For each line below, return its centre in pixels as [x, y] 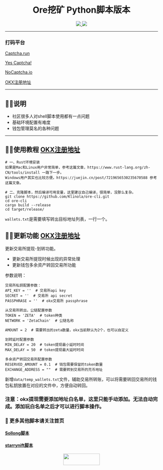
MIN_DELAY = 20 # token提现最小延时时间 [44, 344]
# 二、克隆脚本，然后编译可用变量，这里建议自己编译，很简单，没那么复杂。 [70, 192]
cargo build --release [28, 205]
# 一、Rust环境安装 [23, 162]
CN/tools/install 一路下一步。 [34, 172]
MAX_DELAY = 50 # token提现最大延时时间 [44, 350]
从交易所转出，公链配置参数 [29, 310]
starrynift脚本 [19, 445]
